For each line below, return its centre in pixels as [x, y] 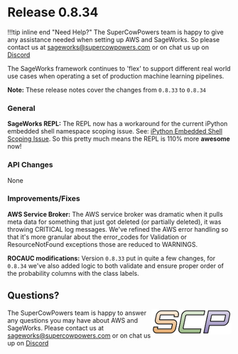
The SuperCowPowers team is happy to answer [77, 313]
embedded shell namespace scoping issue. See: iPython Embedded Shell [115, 132]
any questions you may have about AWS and [73, 320]
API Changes [30, 165]
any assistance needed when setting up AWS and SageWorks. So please [114, 39]
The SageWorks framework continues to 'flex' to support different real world [119, 68]
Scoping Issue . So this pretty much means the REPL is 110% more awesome [119, 139]
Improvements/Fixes [44, 198]
